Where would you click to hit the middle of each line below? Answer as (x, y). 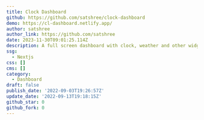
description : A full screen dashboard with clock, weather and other (96, 46)
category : (19, 74)
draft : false (23, 85)
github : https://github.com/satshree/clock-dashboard (76, 18)
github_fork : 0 (25, 108)
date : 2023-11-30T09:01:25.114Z (47, 40)
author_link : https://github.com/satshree (61, 35)
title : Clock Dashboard (36, 12)
